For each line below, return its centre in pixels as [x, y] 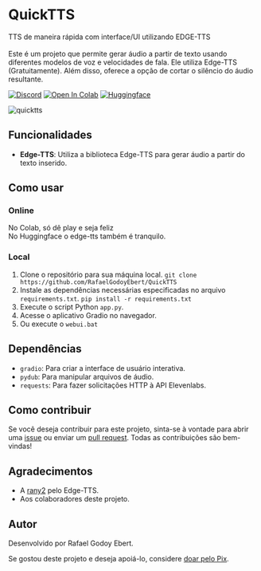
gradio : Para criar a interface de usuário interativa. [102, 368]
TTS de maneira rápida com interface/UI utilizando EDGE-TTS [109, 37]
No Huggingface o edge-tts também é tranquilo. [87, 236]
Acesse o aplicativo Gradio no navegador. [88, 315]
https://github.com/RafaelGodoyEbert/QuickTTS [98, 282]
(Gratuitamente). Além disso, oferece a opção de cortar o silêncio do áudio [131, 70]
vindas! [20, 446]
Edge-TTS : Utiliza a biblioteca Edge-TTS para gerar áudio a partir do [132, 154]
